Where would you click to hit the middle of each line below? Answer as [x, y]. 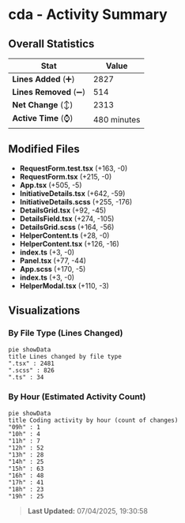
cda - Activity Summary [88, 15]
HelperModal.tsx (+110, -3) [64, 285]
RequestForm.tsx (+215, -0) [66, 176]
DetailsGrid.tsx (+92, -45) [63, 210]
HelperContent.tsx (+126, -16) [70, 243]
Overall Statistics [51, 44]
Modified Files [44, 149]
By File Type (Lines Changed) [66, 333]
